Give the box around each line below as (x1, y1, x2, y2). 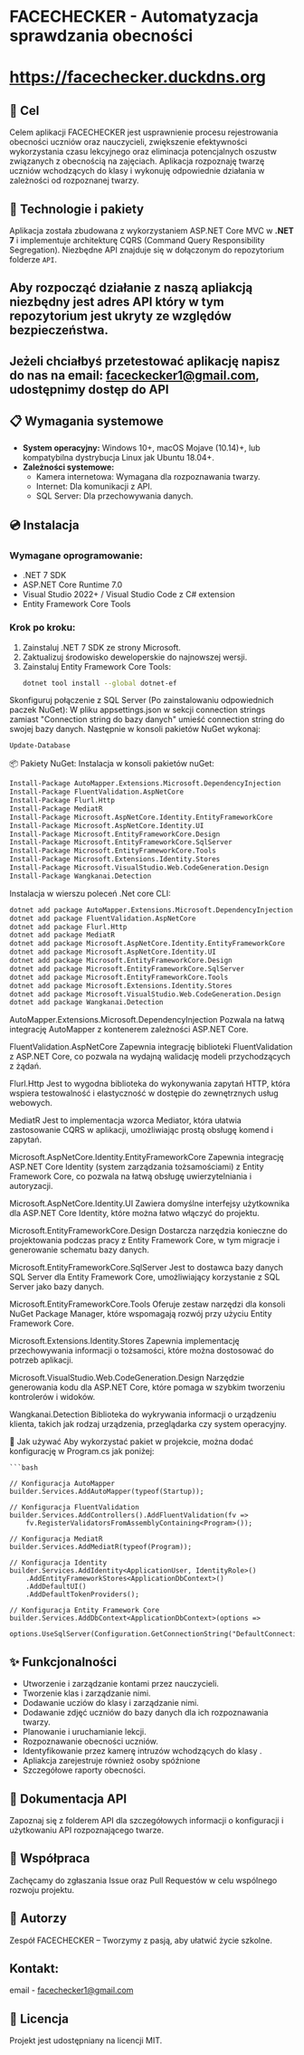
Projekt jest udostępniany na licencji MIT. (9, 2035, 163, 2046)
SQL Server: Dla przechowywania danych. (35, 490, 194, 501)
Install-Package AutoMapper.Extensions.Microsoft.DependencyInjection (9, 779, 281, 788)
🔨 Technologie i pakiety (9, 201, 145, 216)
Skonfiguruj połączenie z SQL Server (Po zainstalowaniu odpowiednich (9, 695, 274, 706)
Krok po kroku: (9, 622, 76, 634)
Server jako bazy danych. (9, 1281, 105, 1292)
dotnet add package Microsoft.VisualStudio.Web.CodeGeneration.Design (9, 989, 281, 999)
